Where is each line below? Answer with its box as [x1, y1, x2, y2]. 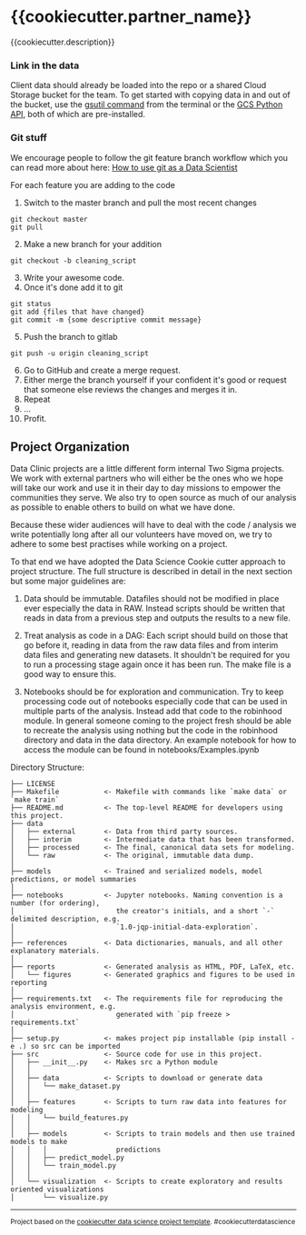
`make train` [10, 795, 60, 805]
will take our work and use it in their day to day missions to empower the [10, 483, 281, 493]
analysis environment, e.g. [10, 1002, 117, 1011]
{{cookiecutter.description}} [10, 36, 115, 47]
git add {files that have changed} [10, 307, 145, 316]
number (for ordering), [10, 899, 101, 908]
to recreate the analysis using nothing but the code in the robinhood [23, 725, 278, 736]
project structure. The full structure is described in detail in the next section [10, 566, 293, 577]
